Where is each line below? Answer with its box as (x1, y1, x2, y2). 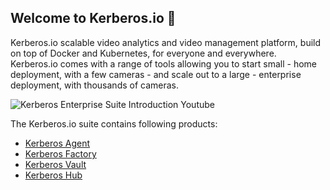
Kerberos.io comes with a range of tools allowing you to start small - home (10, 57, 317, 70)
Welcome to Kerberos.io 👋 (10, 10, 177, 27)
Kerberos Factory (24, 147, 97, 160)
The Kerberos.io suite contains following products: (10, 117, 218, 130)
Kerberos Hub (24, 169, 83, 181)
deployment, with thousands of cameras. (10, 79, 180, 91)
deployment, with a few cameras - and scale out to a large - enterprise (10, 68, 302, 80)
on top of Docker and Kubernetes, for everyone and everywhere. (10, 47, 277, 59)
